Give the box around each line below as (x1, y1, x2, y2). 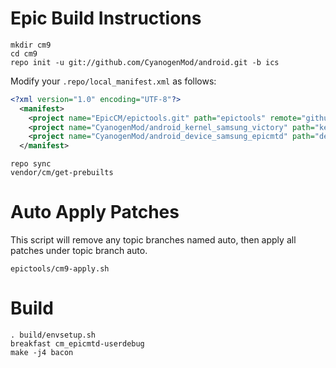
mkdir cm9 (10, 40, 52, 50)
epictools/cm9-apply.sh (10, 264, 110, 274)
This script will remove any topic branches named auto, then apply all (10, 234, 297, 246)
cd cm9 (10, 48, 38, 59)
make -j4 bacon (10, 348, 74, 358)
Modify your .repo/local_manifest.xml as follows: (10, 75, 217, 87)
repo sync (10, 159, 52, 169)
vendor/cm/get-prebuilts (10, 168, 114, 178)
